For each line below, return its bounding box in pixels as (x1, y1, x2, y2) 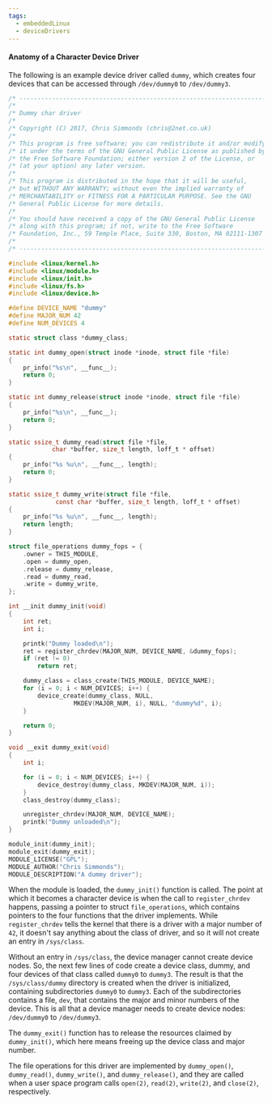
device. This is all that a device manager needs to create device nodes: (8, 1004, 245, 1013)
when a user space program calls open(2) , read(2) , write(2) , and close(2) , (8, 1078, 259, 1088)
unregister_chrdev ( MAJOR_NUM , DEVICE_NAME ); (23, 811, 176, 819)
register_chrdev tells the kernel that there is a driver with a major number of (8, 919, 262, 929)
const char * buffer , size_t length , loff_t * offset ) (55, 497, 241, 506)
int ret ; (23, 617, 53, 625)
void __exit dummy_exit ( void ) (8, 744, 111, 752)
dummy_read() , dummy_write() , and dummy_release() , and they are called (8, 1070, 244, 1080)
